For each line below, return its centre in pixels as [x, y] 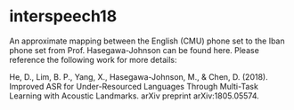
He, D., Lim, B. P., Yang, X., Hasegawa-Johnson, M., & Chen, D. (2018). [139, 76]
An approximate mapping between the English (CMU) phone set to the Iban [147, 41]
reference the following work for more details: [93, 59]
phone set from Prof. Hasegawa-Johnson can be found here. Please [135, 50]
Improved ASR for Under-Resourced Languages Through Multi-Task [134, 86]
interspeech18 [63, 16]
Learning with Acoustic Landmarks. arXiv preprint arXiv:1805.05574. [135, 96]
